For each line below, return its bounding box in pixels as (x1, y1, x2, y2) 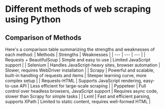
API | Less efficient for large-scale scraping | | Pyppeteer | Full (19, 83, 146, 89)
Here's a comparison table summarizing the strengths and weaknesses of (5, 47, 155, 52)
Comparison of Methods (5, 33, 82, 42)
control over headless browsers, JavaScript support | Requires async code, (5, 88, 158, 94)
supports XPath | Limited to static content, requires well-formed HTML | (5, 99, 151, 104)
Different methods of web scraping (5, 3, 151, 15)
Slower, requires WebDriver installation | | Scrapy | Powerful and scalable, (5, 67, 155, 73)
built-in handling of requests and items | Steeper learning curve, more (5, 73, 147, 78)
